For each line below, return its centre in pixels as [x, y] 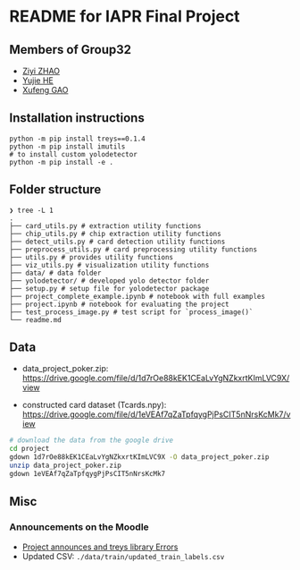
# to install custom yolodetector [74, 154]
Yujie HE [37, 81]
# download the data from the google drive [92, 440]
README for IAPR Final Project [125, 17]
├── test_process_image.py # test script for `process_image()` [131, 312]
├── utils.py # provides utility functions [92, 257]
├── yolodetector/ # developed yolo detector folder [109, 281]
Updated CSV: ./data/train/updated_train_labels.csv [123, 556]
